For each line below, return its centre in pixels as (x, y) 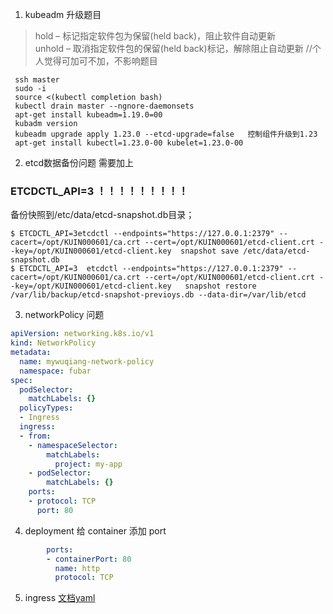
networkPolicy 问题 (64, 315)
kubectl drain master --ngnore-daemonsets (104, 106)
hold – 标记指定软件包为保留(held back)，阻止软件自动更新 (155, 36)
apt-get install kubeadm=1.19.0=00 (88, 115)
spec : (21, 380)
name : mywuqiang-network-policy (87, 361)
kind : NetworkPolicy (53, 343)
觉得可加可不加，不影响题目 (100, 61)
